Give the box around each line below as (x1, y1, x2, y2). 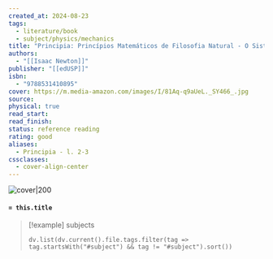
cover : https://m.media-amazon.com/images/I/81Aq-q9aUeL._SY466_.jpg (8, 87, 249, 96)
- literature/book (15, 27, 79, 35)
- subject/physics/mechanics (15, 34, 115, 43)
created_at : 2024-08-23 (8, 11, 89, 20)
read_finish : (8, 118, 53, 126)
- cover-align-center (15, 163, 89, 171)
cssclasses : (8, 155, 49, 163)
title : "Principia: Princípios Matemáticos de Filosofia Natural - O (8, 42, 249, 50)
